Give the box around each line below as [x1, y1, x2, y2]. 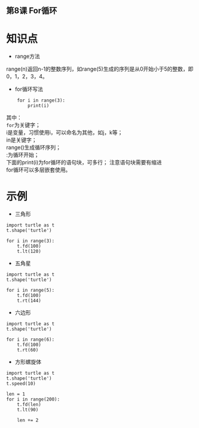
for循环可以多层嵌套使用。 [6, 166, 71, 173]
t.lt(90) [17, 407, 39, 413]
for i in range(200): [6, 396, 60, 402]
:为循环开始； [6, 151, 40, 158]
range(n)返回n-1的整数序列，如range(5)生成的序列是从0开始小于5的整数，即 [6, 65, 194, 73]
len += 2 [17, 417, 39, 423]
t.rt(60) [17, 347, 39, 353]
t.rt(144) [17, 298, 42, 304]
